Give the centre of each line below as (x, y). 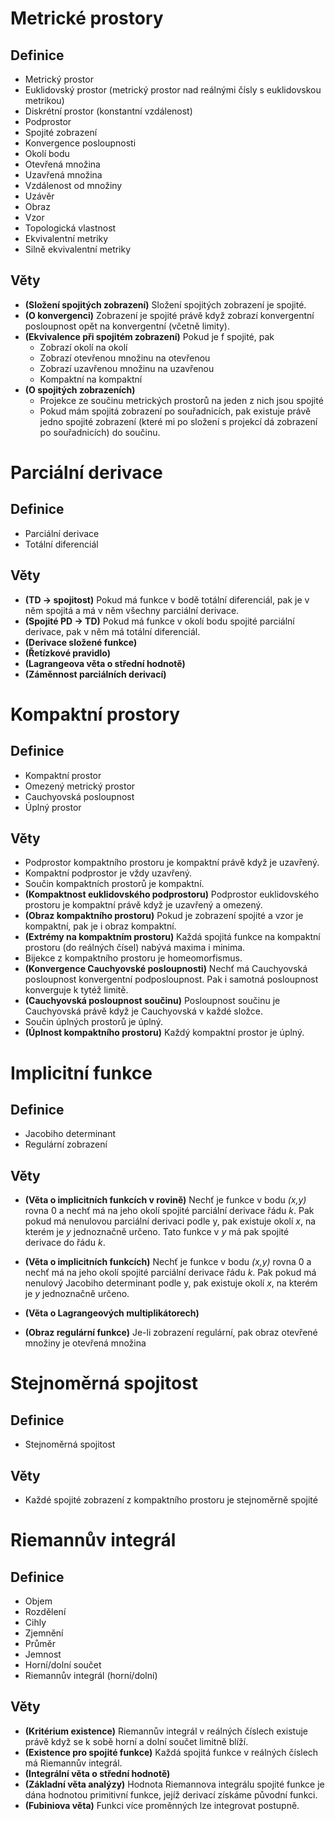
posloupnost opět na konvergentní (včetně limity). (127, 326)
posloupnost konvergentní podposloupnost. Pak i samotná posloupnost (171, 979)
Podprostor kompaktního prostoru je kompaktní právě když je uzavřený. (172, 863)
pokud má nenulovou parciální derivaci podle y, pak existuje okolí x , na (170, 1221)
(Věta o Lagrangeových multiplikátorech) (112, 1313)
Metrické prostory (87, 18)
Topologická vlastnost (70, 228)
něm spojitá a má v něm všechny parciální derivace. (132, 610)
